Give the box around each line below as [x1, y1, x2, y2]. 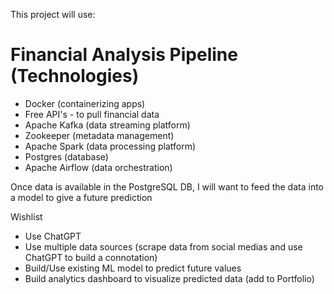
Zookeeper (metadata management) [24, 129, 175, 141]
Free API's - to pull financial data [24, 108, 160, 120]
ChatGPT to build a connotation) [24, 251, 158, 263]
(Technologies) [10, 65, 140, 88]
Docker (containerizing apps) [24, 97, 146, 109]
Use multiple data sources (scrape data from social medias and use [24, 240, 303, 253]
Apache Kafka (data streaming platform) [24, 119, 191, 131]
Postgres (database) [24, 150, 109, 163]
